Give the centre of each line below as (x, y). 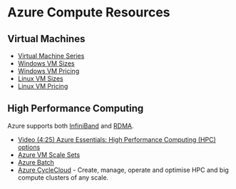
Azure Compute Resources (89, 12)
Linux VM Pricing (43, 86)
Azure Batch (36, 162)
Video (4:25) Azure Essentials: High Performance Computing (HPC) (117, 139)
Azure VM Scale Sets (49, 155)
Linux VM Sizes (40, 78)
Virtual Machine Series (51, 56)
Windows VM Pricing (48, 71)
